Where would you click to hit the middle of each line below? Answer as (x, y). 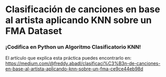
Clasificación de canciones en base (83, 9)
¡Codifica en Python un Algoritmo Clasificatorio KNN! (73, 47)
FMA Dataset (34, 31)
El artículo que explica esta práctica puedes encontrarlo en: (68, 58)
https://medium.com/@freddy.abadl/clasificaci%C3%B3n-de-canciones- (83, 63)
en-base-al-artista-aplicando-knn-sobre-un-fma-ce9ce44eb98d (74, 69)
